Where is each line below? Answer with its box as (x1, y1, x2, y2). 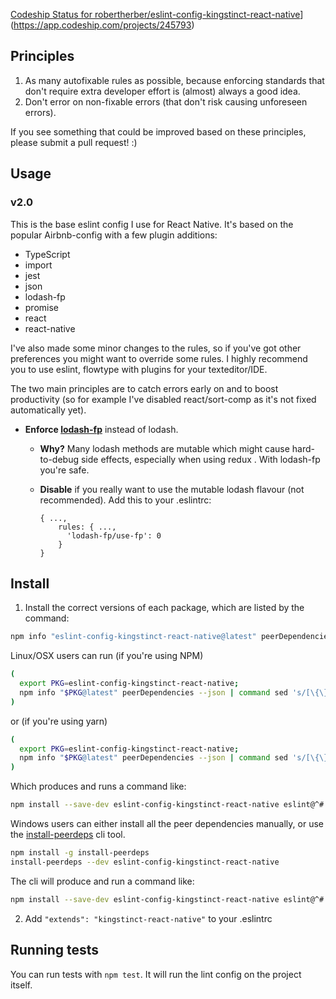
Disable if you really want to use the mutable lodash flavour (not (39, 483, 305, 495)
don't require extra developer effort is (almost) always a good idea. (24, 85, 301, 97)
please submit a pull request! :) (10, 136, 138, 148)
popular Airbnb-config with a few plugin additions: (10, 229, 218, 241)
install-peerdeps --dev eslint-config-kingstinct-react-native (10, 857, 280, 867)
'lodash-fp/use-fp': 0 (66, 530, 162, 541)
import (24, 259, 53, 271)
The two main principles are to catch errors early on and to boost (10, 382, 279, 394)
